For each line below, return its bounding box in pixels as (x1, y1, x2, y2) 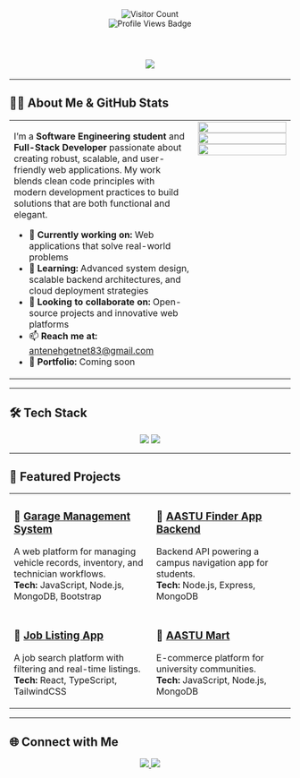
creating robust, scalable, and (13, 152, 138, 165)
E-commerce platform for (155, 652, 265, 664)
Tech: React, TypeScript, (13, 674, 118, 687)
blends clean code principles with (13, 175, 155, 187)
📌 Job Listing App (13, 628, 104, 643)
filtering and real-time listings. (13, 663, 141, 675)
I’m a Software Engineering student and (13, 130, 185, 142)
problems (29, 251, 69, 263)
